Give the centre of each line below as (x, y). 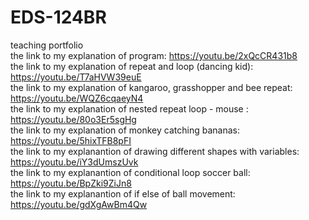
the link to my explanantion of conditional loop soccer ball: (130, 172)
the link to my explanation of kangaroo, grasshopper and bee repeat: (151, 87)
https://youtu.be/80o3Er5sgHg (73, 119)
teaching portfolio (47, 45)
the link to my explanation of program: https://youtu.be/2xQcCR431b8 (154, 55)
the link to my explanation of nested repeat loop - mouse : (129, 108)
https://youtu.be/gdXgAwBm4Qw (79, 204)
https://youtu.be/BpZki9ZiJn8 (71, 183)
